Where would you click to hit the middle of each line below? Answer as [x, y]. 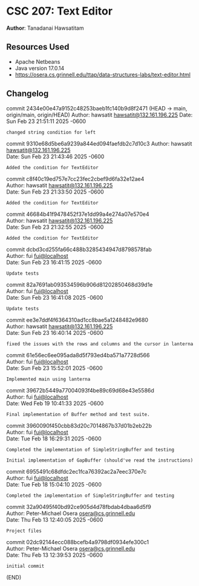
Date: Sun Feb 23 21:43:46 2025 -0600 [55, 157]
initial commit [25, 566]
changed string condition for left [51, 132]
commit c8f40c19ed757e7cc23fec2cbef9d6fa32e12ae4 [75, 179]
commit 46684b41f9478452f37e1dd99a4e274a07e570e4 [78, 214]
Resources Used [38, 47]
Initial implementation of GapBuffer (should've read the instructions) [100, 460]
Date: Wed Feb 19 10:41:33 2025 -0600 [55, 403]
